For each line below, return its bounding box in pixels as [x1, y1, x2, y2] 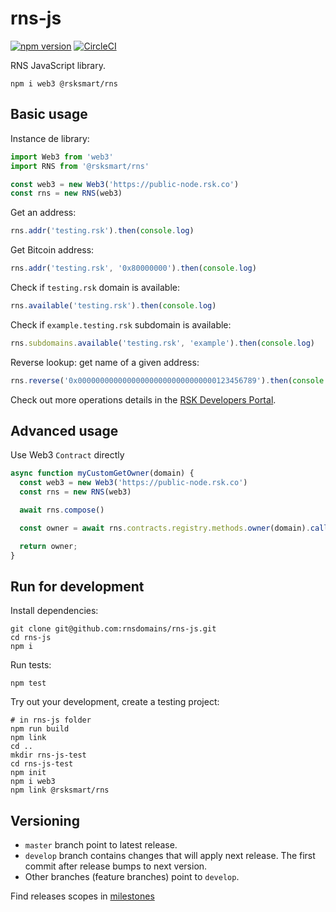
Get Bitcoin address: [10, 244, 95, 256]
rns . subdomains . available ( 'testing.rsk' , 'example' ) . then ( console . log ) [10, 338, 315, 348]
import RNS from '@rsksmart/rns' [10, 161, 150, 171]
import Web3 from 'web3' [10, 152, 114, 162]
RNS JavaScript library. [10, 59, 106, 71]
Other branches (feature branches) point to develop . [24, 871, 240, 883]
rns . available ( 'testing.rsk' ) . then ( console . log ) [10, 301, 217, 311]
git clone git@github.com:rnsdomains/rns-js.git [10, 624, 217, 634]
